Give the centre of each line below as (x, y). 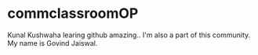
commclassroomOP (73, 14)
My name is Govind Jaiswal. (53, 43)
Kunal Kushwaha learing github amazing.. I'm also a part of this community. (129, 35)
